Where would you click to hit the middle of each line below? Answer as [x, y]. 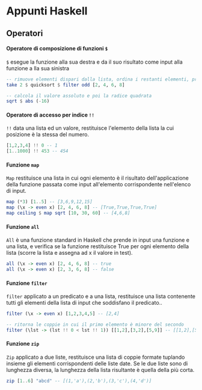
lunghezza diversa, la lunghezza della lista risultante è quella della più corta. [100, 370]
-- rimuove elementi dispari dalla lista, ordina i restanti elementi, [98, 79]
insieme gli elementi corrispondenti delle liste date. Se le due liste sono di [97, 364]
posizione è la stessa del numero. [48, 135]
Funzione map [23, 165]
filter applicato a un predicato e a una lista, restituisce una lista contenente [101, 296]
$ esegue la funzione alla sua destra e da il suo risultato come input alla [95, 62]
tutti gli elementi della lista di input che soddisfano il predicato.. [84, 303]
